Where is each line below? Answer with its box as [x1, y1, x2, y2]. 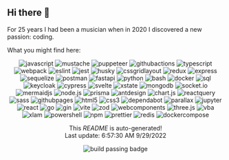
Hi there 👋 [7, 7, 50, 19]
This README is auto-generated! [69, 123, 162, 132]
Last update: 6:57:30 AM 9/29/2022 [64, 131, 167, 139]
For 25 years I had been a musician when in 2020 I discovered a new [7, 25, 202, 33]
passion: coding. [7, 32, 54, 41]
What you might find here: [7, 46, 81, 54]
